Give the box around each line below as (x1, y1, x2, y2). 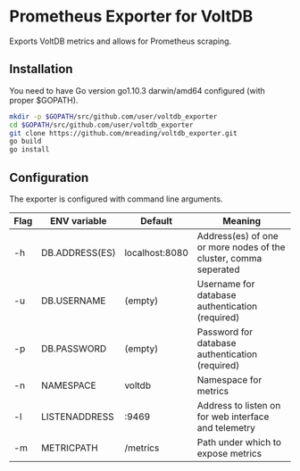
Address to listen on (196, 399, 281, 411)
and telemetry (196, 421, 256, 434)
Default (140, 214, 172, 227)
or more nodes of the (196, 241, 286, 253)
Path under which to (196, 435, 282, 448)
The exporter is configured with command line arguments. (9, 194, 223, 204)
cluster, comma (196, 252, 262, 264)
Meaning (222, 214, 262, 227)
